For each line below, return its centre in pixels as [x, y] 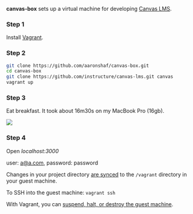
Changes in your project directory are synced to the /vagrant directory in [97, 174]
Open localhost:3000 [32, 151]
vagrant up [20, 83]
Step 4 [16, 138]
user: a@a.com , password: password [52, 163]
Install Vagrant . [25, 37]
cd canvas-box [24, 71]
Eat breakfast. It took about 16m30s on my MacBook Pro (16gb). [85, 111]
